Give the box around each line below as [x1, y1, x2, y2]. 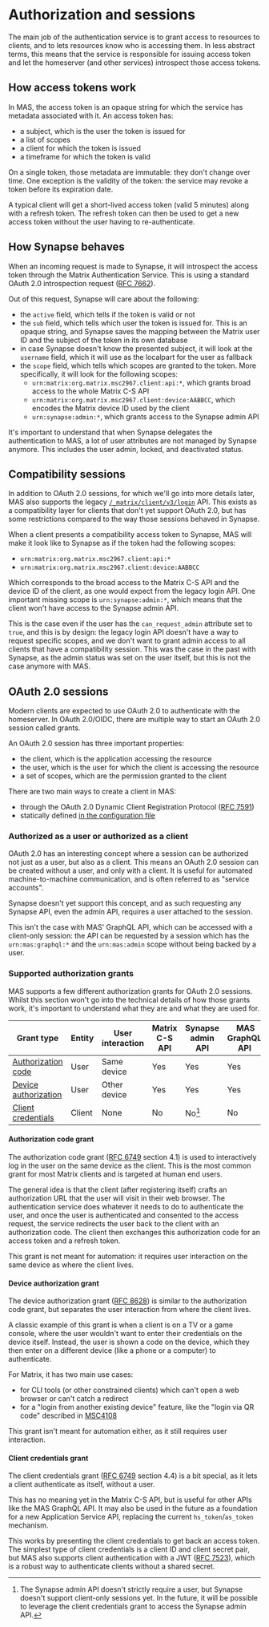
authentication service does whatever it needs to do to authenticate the [8, 1201, 244, 1211]
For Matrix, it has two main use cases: [8, 1370, 134, 1379]
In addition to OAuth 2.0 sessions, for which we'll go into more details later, [8, 489, 255, 499]
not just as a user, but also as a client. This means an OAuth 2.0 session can [8, 858, 259, 867]
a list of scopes [19, 135, 70, 144]
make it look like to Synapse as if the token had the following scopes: [8, 539, 236, 548]
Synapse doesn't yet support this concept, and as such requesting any [8, 898, 242, 908]
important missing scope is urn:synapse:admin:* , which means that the [8, 595, 243, 604]
